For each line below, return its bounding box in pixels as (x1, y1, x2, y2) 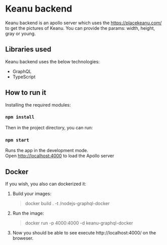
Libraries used (5, 45, 51, 54)
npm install (5, 114, 35, 120)
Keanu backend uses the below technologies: (5, 59, 100, 65)
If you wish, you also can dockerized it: (5, 180, 87, 187)
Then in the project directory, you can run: (5, 124, 93, 130)
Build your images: (12, 190, 51, 197)
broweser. (12, 235, 34, 241)
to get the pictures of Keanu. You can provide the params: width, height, (5, 25, 155, 31)
